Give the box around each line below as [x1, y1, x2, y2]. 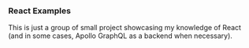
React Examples [8, 5, 71, 16]
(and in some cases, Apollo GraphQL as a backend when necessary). [8, 31, 232, 40]
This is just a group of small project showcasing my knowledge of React [8, 23, 242, 33]
